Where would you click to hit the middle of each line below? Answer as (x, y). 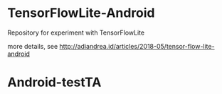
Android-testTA (54, 82)
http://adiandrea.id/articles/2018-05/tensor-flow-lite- (137, 46)
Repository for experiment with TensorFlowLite (76, 33)
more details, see (33, 46)
